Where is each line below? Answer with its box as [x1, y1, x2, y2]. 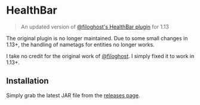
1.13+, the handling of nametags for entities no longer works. [6, 41, 155, 48]
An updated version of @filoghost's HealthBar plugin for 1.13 [20, 23, 169, 30]
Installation [6, 76, 49, 86]
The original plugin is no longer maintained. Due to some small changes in [6, 34, 188, 42]
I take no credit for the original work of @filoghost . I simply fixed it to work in [6, 52, 195, 59]
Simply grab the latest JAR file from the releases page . [6, 91, 140, 98]
